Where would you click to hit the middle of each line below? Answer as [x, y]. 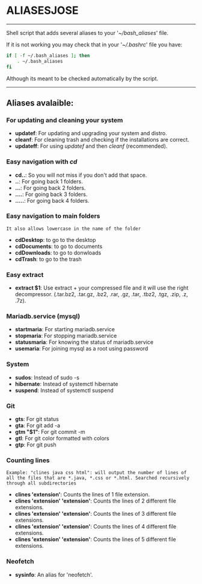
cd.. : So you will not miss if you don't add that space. [81, 175]
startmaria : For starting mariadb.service [65, 329]
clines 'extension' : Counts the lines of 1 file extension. [82, 495]
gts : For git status [37, 419]
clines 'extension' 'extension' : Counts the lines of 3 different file [95, 514]
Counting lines [28, 460]
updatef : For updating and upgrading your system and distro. [91, 133]
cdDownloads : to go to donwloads [58, 252]
